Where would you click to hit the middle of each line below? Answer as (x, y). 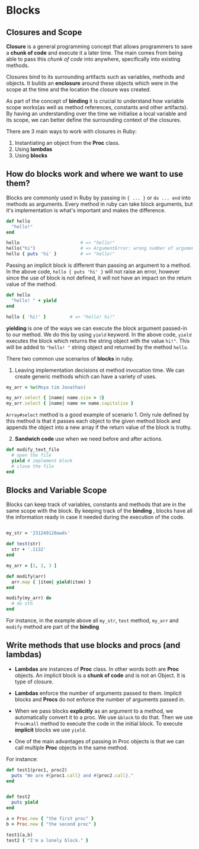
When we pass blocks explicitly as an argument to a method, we (94, 711)
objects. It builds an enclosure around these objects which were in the (92, 83)
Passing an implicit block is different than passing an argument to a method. (99, 265)
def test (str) (24, 544)
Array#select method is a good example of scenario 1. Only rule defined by (98, 415)
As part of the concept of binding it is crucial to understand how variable (95, 101)
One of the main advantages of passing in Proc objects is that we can (99, 741)
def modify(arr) (26, 576)
